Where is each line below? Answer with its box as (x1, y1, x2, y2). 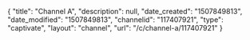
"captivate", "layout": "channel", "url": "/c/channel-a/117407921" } (7, 24, 223, 32)
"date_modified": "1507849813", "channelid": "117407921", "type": (7, 15, 224, 24)
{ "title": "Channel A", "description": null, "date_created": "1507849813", (7, 7, 243, 16)
